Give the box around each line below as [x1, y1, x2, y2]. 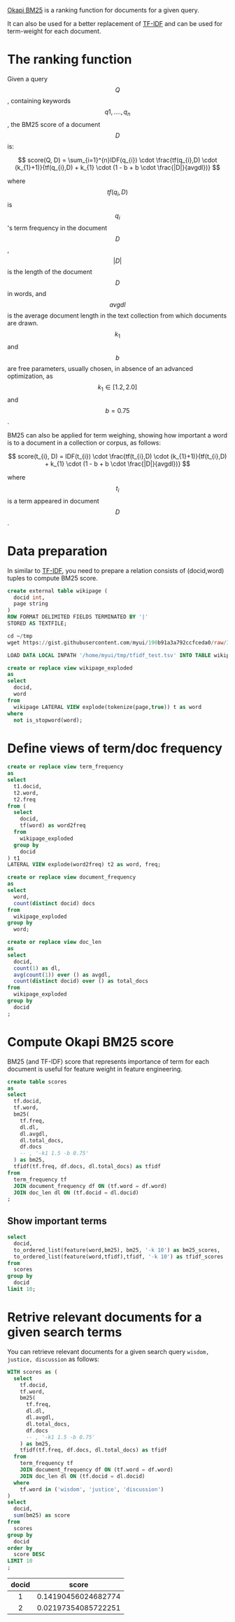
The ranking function [7, 52, 132, 67]
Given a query [7, 74, 48, 83]
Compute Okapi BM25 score [7, 1034, 174, 1050]
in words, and [7, 290, 47, 298]
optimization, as [7, 372, 54, 381]
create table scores [7, 1078, 68, 1086]
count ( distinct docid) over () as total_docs [13, 978, 149, 985]
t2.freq [13, 796, 36, 803]
